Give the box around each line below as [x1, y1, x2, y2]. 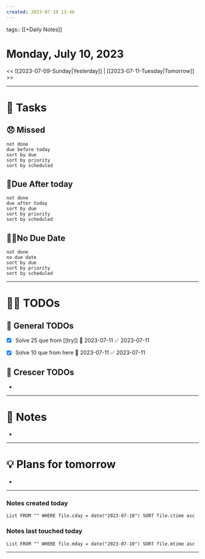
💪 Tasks [6, 101, 47, 115]
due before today [6, 146, 51, 152]
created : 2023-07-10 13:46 [6, 9, 75, 15]
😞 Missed [6, 125, 46, 135]
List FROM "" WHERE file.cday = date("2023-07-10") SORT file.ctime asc [6, 513, 195, 519]
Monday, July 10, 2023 [6, 47, 124, 61]
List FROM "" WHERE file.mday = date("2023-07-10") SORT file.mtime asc [6, 541, 195, 547]
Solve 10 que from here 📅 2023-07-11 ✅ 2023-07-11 [15, 349, 145, 357]
